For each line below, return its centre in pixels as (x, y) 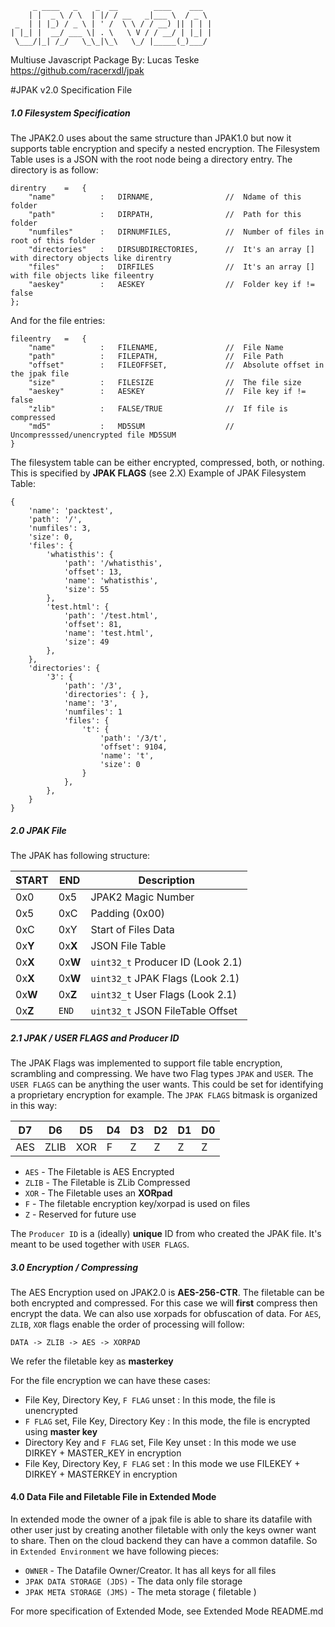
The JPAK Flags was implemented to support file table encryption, (146, 1063)
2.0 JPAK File (38, 830)
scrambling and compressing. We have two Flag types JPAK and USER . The (162, 1073)
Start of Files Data (132, 929)
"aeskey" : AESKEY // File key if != (167, 391)
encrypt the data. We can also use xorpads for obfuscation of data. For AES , (166, 1313)
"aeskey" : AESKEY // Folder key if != (171, 284)
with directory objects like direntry (91, 258)
